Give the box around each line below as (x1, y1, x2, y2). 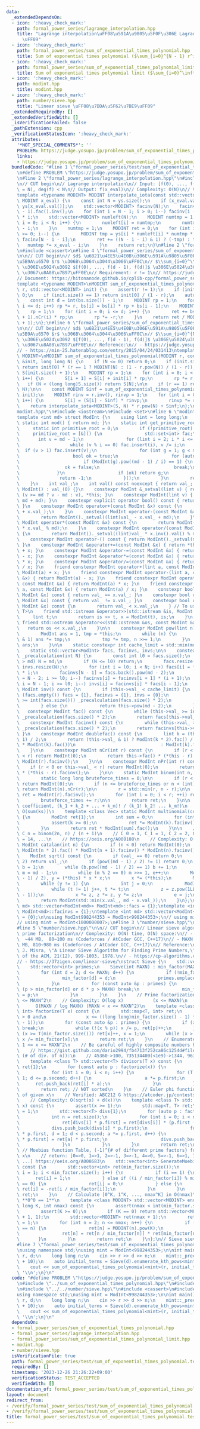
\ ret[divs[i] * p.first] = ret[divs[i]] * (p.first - (17, 1120, 196, 1126)
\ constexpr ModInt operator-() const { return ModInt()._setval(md (17, 536, 198, 542)
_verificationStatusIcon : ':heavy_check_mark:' (11, 131, 132, 137)
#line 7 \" (17, 1242, 44, 1248)
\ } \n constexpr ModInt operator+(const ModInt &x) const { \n (17, 503, 183, 509)
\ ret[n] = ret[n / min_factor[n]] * (17, 1231, 151, 1237)
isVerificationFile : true (11, 1353, 76, 1359)
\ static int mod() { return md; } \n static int (17, 419, 148, 426)
